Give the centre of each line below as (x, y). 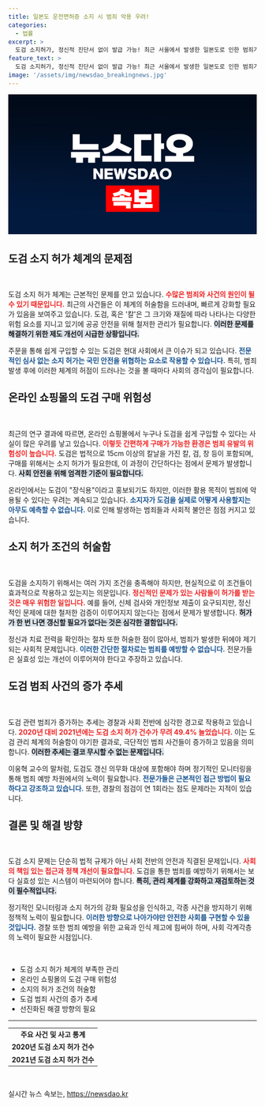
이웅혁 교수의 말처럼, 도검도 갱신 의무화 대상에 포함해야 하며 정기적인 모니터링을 (130, 768)
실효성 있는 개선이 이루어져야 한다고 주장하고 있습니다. (99, 659)
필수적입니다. (37, 891)
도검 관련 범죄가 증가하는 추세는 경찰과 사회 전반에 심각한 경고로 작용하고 (119, 722)
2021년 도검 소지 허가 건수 (53, 1059)
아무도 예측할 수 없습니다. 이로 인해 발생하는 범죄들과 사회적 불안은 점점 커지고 (128, 509)
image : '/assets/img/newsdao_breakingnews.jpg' (88, 75)
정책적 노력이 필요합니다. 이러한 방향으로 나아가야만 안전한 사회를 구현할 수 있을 (129, 918)
